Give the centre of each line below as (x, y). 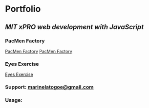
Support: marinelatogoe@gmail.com (49, 87)
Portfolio (23, 9)
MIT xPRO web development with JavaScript (74, 27)
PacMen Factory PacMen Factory (39, 51)
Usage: (14, 100)
